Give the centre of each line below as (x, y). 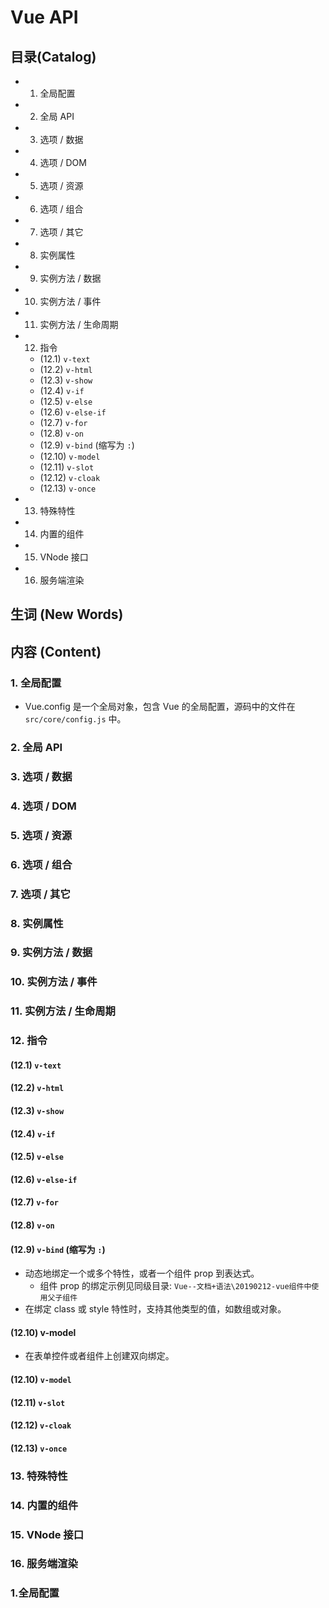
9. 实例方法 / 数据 (51, 953)
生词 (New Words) (67, 614)
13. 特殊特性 (39, 1476)
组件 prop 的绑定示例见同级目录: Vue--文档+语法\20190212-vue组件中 (175, 1286)
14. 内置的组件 (44, 1505)
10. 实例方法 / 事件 (54, 982)
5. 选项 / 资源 (41, 835)
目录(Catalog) (53, 56)
